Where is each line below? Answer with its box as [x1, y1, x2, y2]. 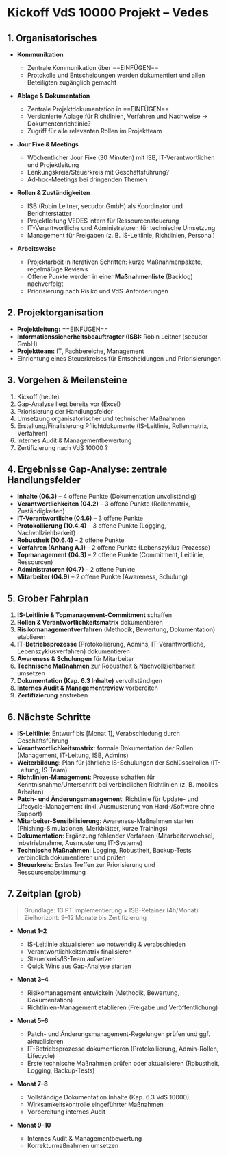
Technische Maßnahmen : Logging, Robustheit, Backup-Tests [16, 846, 192, 855]
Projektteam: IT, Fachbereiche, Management [16, 347, 144, 355]
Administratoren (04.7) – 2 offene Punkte [16, 565, 136, 574]
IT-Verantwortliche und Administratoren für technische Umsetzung [27, 224, 216, 232]
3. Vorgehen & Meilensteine [7, 374, 128, 386]
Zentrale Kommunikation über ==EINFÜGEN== [27, 64, 159, 71]
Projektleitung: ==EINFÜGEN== [16, 325, 109, 333]
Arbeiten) [16, 788, 45, 796]
